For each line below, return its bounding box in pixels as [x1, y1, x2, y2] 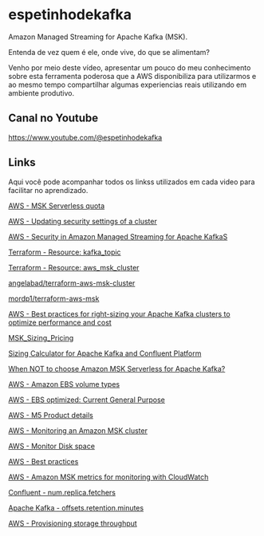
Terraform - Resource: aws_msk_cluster [8, 262, 140, 272]
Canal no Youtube [8, 112, 99, 125]
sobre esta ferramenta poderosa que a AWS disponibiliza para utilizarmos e [8, 71, 257, 81]
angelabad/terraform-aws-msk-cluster [8, 278, 136, 288]
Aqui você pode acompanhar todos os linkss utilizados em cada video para [8, 177, 255, 187]
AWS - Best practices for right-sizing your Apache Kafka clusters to [8, 309, 231, 318]
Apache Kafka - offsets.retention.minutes [8, 503, 144, 512]
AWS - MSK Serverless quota [8, 201, 105, 211]
